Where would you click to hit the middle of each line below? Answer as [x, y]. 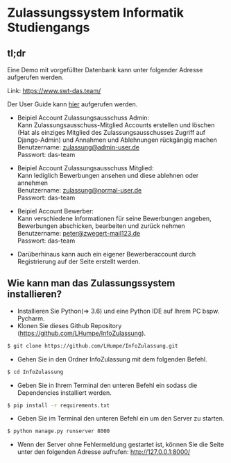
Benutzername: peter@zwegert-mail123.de [79, 233]
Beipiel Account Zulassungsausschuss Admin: [83, 117]
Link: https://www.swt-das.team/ [54, 91]
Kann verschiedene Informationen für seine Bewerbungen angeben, [114, 218]
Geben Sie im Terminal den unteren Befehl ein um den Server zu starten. [121, 419]
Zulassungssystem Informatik [96, 13]
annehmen [33, 183]
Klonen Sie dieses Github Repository [69, 325]
